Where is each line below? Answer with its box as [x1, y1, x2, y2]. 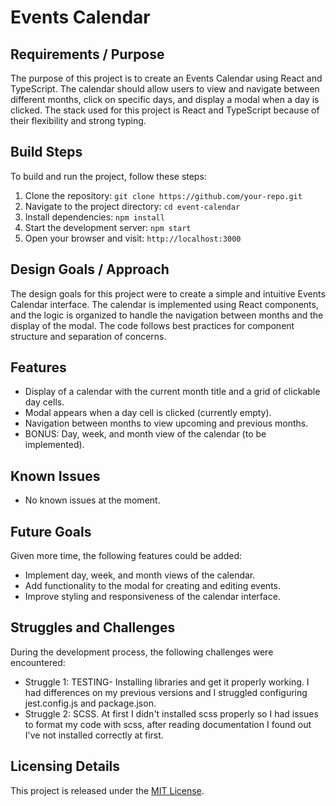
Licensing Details [10, 758, 121, 775]
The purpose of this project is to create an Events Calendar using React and [10, 72, 323, 84]
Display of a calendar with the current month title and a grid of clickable [24, 386, 321, 398]
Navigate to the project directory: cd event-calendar [24, 200, 241, 212]
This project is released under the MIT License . [10, 784, 205, 796]
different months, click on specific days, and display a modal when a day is [10, 94, 320, 105]
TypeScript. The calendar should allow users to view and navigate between [10, 83, 320, 95]
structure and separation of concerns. [10, 330, 167, 342]
